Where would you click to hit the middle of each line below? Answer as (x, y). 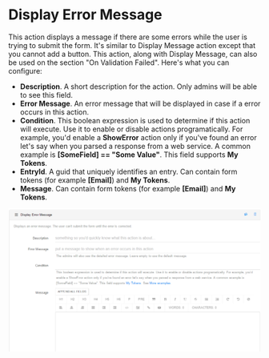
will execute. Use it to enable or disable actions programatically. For (131, 129)
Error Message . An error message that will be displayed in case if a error (140, 103)
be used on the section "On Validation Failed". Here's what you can (119, 62)
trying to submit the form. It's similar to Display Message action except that (132, 45)
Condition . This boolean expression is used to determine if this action (135, 120)
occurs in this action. (54, 112)
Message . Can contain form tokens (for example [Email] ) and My (128, 188)
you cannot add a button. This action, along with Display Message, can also (133, 54)
